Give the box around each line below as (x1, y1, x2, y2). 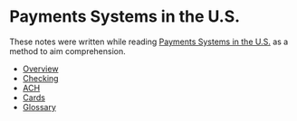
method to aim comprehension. (9, 45, 127, 56)
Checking (22, 72, 59, 83)
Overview (22, 63, 59, 74)
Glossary (22, 101, 57, 112)
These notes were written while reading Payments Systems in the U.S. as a (9, 36, 289, 47)
